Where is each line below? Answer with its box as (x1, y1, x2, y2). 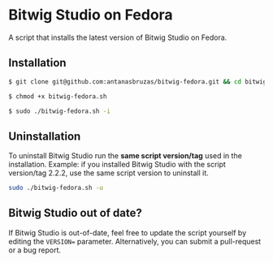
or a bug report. (8, 245, 62, 255)
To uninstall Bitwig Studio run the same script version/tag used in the (8, 151, 242, 161)
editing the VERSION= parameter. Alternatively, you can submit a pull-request (8, 236, 262, 246)
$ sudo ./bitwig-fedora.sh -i (8, 107, 111, 115)
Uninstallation (8, 129, 81, 143)
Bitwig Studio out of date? (8, 206, 142, 220)
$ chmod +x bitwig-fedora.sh (8, 92, 107, 101)
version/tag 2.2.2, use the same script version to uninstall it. (8, 168, 209, 178)
